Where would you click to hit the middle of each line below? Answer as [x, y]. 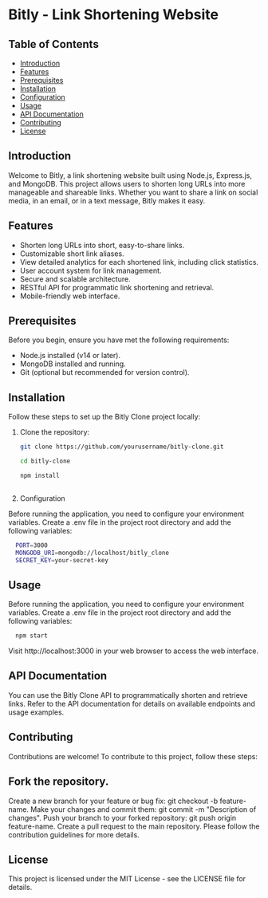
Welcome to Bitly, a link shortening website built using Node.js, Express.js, [130, 175]
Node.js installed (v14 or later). [70, 356]
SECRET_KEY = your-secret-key [62, 560]
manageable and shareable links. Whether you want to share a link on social [133, 192]
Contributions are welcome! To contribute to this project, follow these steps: [133, 756]
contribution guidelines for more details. [74, 834]
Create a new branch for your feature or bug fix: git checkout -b [113, 801]
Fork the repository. [59, 782]
